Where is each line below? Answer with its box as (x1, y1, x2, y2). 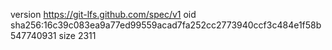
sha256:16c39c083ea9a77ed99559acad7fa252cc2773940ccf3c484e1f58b (10, 19, 322, 31)
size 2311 (58, 30, 97, 41)
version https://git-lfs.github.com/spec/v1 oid (10, 9, 197, 20)
